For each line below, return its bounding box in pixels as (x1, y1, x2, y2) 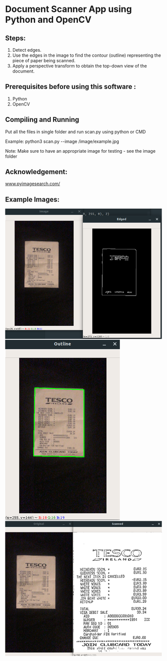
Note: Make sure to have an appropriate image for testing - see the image (5, 148, 156, 154)
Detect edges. (12, 47, 42, 53)
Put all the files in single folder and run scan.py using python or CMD (5, 128, 146, 135)
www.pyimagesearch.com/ (5, 181, 61, 187)
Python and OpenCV (5, 14, 92, 25)
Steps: (5, 34, 26, 42)
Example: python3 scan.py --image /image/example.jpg (5, 138, 119, 144)
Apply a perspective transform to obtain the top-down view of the (12, 63, 147, 69)
